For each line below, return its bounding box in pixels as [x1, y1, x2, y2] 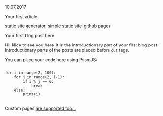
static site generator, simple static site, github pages [5, 23, 111, 29]
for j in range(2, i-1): [14, 75, 65, 80]
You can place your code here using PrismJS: [5, 57, 97, 63]
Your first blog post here [5, 33, 54, 38]
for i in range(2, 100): [5, 70, 56, 75]
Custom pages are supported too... [5, 105, 76, 111]
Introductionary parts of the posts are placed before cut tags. [5, 47, 129, 53]
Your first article [5, 14, 38, 19]
